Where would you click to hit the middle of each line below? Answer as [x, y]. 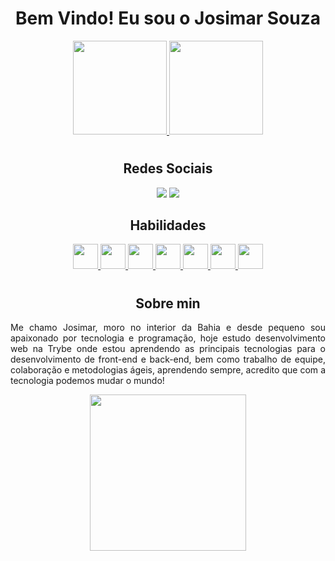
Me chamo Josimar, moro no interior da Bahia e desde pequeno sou [168, 327]
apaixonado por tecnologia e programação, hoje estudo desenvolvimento [168, 338]
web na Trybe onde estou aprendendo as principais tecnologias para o [168, 348]
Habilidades [168, 225]
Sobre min [168, 303]
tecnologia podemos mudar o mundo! [87, 380]
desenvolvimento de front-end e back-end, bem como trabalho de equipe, [168, 359]
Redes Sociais [168, 168]
